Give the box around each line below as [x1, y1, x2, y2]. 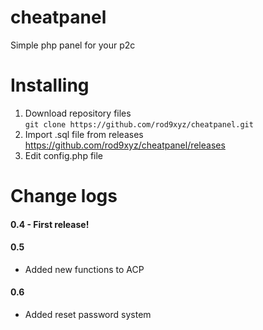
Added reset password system [24, 309, 152, 321]
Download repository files [24, 107, 132, 119]
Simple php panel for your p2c [10, 39, 136, 51]
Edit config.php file [24, 149, 104, 161]
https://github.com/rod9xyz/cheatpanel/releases [24, 139, 226, 151]
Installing [10, 74, 90, 97]
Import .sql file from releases [24, 128, 144, 140]
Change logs [10, 185, 118, 208]
